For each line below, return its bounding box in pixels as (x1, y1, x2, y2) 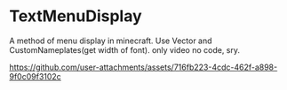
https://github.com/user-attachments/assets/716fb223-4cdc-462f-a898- (9, 62, 278, 72)
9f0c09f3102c (9, 71, 62, 81)
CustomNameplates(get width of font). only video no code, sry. (9, 44, 241, 55)
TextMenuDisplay (9, 6, 142, 26)
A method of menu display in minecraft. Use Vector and (9, 35, 212, 46)
